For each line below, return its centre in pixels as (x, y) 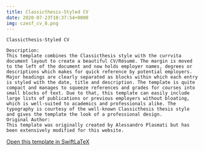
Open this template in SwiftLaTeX (48, 142)
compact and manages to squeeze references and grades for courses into (101, 88)
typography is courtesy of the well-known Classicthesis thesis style (98, 109)
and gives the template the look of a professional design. (85, 114)
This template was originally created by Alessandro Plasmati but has (98, 125)
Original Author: (28, 120)
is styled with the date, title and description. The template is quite (101, 83)
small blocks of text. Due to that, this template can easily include (98, 93)
